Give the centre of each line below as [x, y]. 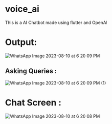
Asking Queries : [31, 71]
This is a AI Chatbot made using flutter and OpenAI [56, 22]
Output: [21, 42]
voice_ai [22, 9]
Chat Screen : [33, 102]
